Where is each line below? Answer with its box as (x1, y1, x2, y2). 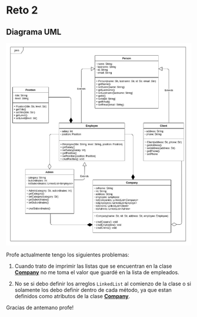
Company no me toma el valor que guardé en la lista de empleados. (14, 269, 179, 276)
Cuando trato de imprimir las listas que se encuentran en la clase (14, 262, 172, 270)
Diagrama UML (6, 27, 62, 37)
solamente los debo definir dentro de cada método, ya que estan (14, 286, 172, 294)
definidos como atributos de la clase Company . (14, 293, 131, 300)
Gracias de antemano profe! (6, 304, 74, 311)
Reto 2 (6, 4, 38, 17)
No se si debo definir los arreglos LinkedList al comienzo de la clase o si (14, 280, 191, 288)
